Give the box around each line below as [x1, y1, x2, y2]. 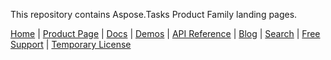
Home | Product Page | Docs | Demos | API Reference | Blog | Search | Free [10, 28, 321, 39]
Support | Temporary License [10, 39, 132, 50]
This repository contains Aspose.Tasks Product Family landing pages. [10, 9, 298, 20]
